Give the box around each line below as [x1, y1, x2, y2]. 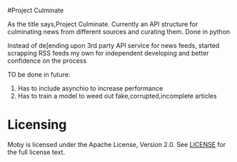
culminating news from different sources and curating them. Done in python [7, 28, 231, 36]
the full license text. [7, 148, 66, 156]
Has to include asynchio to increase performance [17, 84, 163, 92]
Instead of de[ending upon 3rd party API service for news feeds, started [7, 41, 220, 49]
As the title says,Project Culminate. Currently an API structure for [7, 20, 198, 28]
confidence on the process [7, 56, 87, 65]
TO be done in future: [7, 71, 71, 79]
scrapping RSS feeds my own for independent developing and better [7, 49, 209, 57]
